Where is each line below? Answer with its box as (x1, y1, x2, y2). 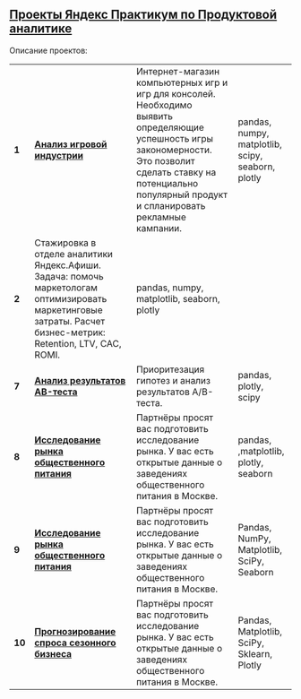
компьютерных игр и (135, 76, 228, 89)
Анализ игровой (34, 138, 107, 151)
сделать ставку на (135, 166, 217, 178)
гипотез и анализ (135, 374, 211, 386)
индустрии (34, 149, 83, 161)
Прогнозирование (34, 625, 116, 637)
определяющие (135, 121, 204, 134)
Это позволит (135, 154, 195, 167)
